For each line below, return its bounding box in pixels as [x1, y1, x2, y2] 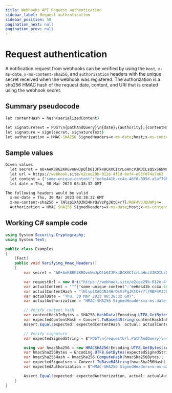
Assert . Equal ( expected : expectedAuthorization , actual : [24, 373, 145, 379]
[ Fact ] [14, 256, 29, 261]
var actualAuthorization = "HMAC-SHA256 [24, 298, 111, 303]
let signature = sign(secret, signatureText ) [5, 129, 104, 135]
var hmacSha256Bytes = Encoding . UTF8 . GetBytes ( [24, 350, 127, 355]
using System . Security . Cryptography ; [5, 232, 86, 237]
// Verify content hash [24, 308, 74, 313]
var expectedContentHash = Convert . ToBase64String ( [24, 317, 137, 322]
